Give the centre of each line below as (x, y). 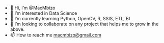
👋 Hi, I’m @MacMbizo (33, 8)
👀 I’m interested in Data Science (44, 13)
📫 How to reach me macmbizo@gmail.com (56, 35)
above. (17, 29)
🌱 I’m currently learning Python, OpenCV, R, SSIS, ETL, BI (70, 18)
